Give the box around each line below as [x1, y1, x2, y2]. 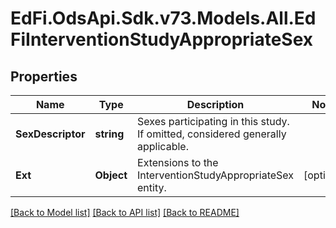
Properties [10, 68, 78, 85]
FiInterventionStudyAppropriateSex [10, 28, 314, 51]
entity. [137, 181, 167, 194]
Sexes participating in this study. [137, 115, 290, 128]
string [94, 127, 125, 141]
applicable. [137, 140, 189, 153]
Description [186, 98, 245, 111]
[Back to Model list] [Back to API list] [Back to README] [10, 207, 240, 218]
